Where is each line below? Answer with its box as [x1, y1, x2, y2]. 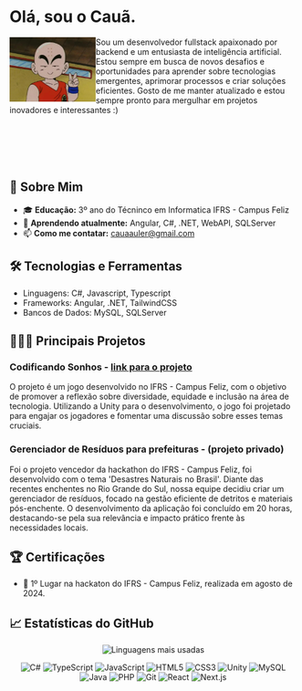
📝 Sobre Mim [9, 180, 84, 195]
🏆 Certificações [9, 550, 106, 565]
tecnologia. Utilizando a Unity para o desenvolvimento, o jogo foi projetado [9, 401, 291, 412]
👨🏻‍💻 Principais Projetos [9, 333, 146, 349]
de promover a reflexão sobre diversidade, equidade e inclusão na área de [9, 391, 290, 403]
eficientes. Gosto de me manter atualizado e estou [95, 85, 286, 96]
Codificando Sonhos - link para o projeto [9, 361, 193, 373]
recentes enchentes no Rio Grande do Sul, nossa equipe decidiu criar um [9, 483, 285, 494]
